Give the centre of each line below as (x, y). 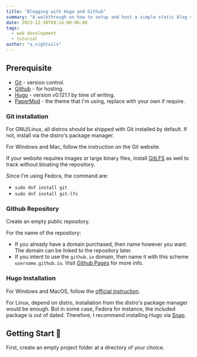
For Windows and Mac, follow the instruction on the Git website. (83, 146)
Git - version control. (40, 82)
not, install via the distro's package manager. (60, 135)
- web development (34, 34)
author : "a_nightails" (34, 45)
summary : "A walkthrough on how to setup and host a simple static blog (97, 17)
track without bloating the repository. (51, 164)
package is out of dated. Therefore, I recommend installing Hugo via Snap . (96, 315)
